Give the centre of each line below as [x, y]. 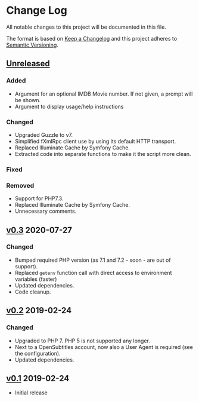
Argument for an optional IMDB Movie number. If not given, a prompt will [104, 94]
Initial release [31, 393]
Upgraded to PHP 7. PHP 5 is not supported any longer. [83, 341]
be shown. [28, 100]
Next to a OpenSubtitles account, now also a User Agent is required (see [104, 347]
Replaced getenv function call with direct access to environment [93, 273]
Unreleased [28, 64]
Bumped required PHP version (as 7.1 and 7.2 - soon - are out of [93, 260]
